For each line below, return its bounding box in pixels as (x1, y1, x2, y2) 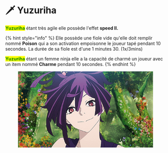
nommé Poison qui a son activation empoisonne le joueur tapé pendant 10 (5, 40, 161, 47)
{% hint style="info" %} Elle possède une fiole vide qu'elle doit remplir (5, 35, 153, 41)
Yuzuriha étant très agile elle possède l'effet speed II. (5, 25, 119, 31)
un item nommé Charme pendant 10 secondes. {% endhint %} (5, 61, 136, 67)
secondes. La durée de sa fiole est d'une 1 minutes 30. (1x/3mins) (5, 46, 143, 52)
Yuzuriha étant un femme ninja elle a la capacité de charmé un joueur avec (5, 55, 163, 62)
